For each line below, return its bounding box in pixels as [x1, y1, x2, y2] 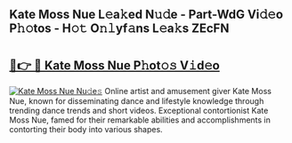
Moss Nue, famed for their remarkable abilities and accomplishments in [9, 115, 272, 125]
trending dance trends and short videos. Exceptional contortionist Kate [9, 106, 269, 115]
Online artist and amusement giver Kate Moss [104, 86, 272, 96]
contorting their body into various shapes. [9, 124, 163, 134]
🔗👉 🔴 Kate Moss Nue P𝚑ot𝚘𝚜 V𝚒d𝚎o [9, 58, 220, 73]
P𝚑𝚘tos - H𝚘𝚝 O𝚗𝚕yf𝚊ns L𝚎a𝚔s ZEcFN [9, 21, 230, 36]
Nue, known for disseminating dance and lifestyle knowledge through [9, 96, 264, 106]
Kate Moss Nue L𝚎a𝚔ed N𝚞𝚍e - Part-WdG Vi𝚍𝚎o [9, 7, 283, 22]
